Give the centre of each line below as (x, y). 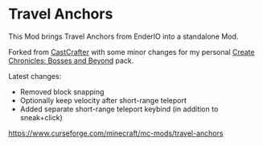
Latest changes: (35, 76)
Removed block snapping (62, 92)
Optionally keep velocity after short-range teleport (103, 100)
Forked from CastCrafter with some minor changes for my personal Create (131, 52)
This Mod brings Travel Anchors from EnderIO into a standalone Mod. (123, 36)
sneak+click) (41, 117)
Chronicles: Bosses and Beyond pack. (71, 60)
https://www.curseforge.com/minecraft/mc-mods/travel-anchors (116, 133)
